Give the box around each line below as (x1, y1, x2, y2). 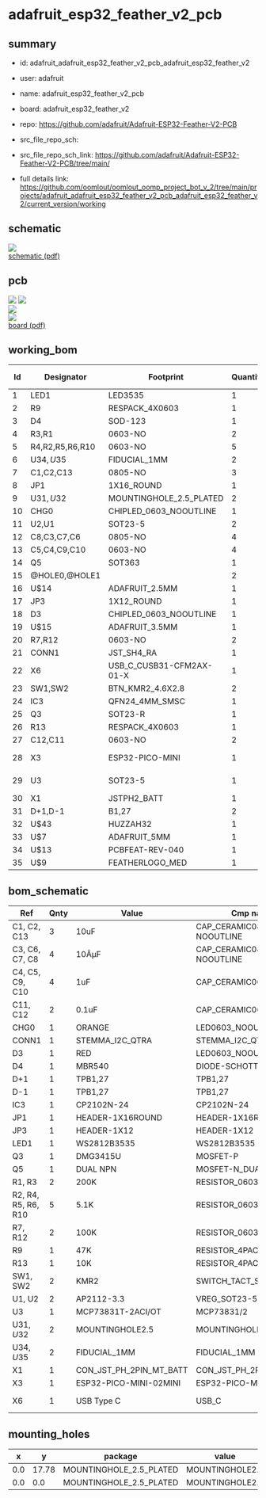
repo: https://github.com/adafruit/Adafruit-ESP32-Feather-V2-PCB (19, 120, 237, 128)
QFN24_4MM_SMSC (108, 696, 186, 707)
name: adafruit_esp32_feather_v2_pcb (19, 89, 145, 98)
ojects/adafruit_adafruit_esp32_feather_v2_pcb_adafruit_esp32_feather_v (19, 191, 258, 200)
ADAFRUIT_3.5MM (108, 622, 178, 633)
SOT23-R (108, 709, 146, 720)
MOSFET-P (196, 1151, 239, 1162)
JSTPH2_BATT (108, 793, 164, 804)
